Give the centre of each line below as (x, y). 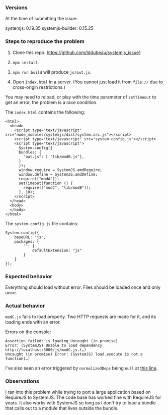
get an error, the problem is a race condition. (52, 102)
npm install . (26, 62)
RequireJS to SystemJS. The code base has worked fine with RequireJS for (83, 397)
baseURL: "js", (30, 237)
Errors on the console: (28, 332)
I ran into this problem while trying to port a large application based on (78, 392)
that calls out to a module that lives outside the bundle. (62, 408)
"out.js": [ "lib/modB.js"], (54, 157)
